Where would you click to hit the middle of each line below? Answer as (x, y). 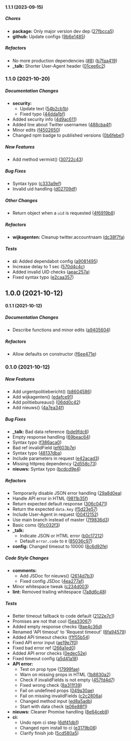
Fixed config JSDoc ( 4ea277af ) (52, 581)
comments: (24, 570)
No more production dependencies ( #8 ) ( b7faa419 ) (65, 61)
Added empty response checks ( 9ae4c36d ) (57, 626)
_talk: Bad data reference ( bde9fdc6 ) (51, 432)
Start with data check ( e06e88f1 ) (54, 706)
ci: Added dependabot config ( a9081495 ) (55, 261)
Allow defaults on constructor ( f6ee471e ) (54, 354)
